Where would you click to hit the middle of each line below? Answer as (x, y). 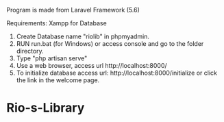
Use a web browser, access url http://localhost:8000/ (91, 65)
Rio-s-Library (46, 108)
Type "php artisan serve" (52, 58)
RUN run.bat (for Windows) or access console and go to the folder (110, 44)
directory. (30, 51)
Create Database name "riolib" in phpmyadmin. (83, 36)
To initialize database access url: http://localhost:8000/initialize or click (116, 73)
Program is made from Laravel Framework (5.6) (73, 10)
